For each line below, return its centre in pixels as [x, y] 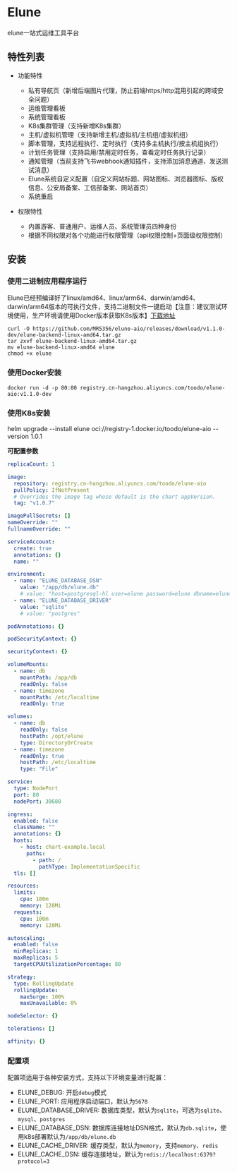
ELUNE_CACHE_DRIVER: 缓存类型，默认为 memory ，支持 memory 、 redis [118, 1146]
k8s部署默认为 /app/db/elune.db [70, 1137]
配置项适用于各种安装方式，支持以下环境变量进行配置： [87, 1077]
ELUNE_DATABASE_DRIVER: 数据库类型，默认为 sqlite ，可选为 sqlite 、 [121, 1110]
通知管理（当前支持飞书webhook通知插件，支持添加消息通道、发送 [125, 161]
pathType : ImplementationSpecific [89, 866]
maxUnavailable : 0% [49, 1003]
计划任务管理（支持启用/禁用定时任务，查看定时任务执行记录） [119, 152]
